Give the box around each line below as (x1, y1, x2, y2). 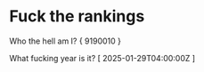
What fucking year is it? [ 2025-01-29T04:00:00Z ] (9, 52, 196, 63)
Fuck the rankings (9, 6, 145, 27)
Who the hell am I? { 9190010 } (9, 36, 122, 46)
